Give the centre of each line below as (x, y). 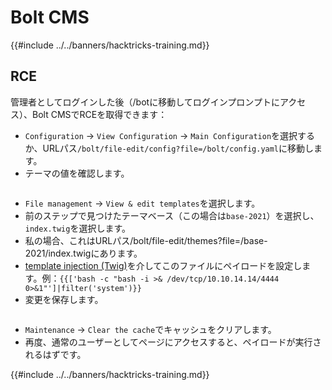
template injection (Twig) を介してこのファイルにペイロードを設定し (163, 265)
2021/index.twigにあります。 (83, 253)
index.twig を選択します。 (77, 228)
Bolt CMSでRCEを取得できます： (99, 114)
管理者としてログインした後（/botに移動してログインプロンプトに (145, 102)
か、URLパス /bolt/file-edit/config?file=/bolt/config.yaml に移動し (169, 148)
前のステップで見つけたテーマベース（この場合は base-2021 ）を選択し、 (172, 215)
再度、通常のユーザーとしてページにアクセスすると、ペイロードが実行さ (173, 342)
